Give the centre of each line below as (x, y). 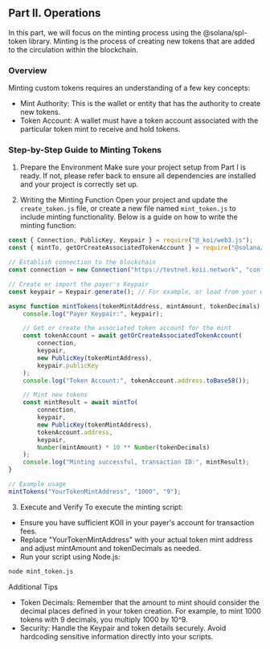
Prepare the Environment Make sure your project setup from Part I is (133, 167)
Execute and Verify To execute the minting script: (101, 507)
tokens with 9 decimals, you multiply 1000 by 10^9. (104, 619)
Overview (28, 70)
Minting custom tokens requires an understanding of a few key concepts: (129, 88)
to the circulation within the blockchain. (74, 49)
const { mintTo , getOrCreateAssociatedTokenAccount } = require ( (120, 248)
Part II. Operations (55, 13)
